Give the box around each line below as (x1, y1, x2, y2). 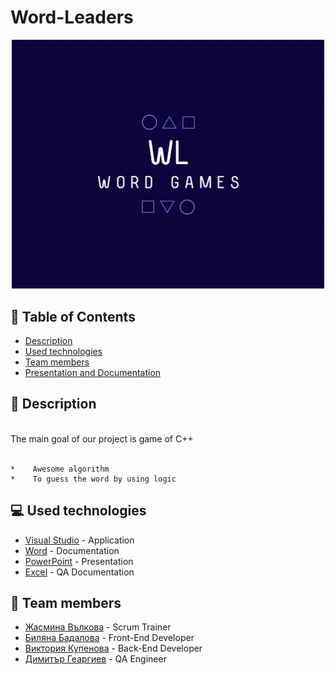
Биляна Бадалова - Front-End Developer (24, 632, 195, 644)
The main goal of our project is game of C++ (10, 432, 194, 445)
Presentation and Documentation (24, 366, 162, 378)
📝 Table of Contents (10, 308, 136, 325)
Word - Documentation (24, 544, 120, 556)
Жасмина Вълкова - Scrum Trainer (24, 621, 172, 633)
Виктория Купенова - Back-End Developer (24, 642, 203, 655)
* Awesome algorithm (10, 464, 110, 474)
